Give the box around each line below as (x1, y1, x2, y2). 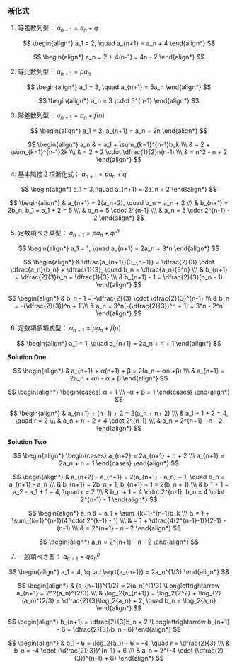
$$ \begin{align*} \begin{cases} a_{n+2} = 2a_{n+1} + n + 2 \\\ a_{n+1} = (13, 451, 225, 460)
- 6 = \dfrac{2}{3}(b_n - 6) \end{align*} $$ (56, 625, 182, 634)
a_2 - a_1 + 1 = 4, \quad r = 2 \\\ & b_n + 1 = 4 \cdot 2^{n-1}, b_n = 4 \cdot (13, 487, 225, 496)
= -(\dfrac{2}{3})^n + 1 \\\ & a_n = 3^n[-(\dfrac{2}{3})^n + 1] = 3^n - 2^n (14, 301, 224, 310)
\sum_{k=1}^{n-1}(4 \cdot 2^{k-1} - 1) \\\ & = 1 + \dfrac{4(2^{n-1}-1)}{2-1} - (11, 516, 226, 525)
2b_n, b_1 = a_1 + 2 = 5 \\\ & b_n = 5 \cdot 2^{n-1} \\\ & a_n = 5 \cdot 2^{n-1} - (7, 206, 231, 215)
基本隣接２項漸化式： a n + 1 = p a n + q (17, 170, 127, 180)
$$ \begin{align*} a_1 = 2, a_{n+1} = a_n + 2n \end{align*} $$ (30, 126, 208, 135)
